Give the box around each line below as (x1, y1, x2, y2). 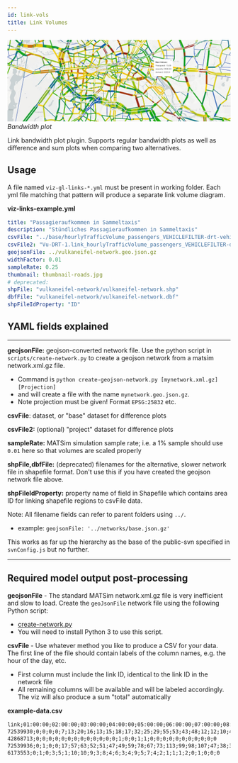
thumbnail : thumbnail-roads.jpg (7, 271, 103, 278)
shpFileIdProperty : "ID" (7, 301, 81, 308)
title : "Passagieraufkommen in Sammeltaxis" (7, 218, 141, 226)
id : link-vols (7, 11, 50, 18)
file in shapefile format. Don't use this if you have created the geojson (7, 467, 211, 476)
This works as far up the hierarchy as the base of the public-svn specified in (7, 538, 230, 546)
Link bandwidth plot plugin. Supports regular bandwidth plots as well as (7, 135, 217, 145)
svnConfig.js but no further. (7, 545, 90, 553)
